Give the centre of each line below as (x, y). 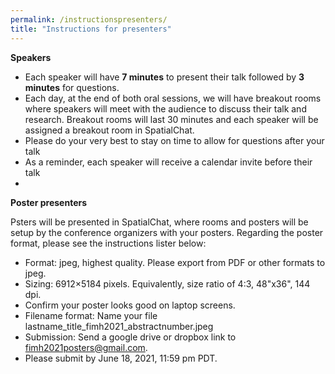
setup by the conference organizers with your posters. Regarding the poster (167, 232)
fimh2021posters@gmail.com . (86, 347)
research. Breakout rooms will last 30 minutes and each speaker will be (171, 119)
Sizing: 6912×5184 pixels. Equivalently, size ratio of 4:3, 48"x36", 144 (167, 283)
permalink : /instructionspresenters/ (89, 19)
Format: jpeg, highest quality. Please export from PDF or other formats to (175, 262)
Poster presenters (49, 202)
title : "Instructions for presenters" (91, 29)
